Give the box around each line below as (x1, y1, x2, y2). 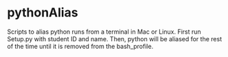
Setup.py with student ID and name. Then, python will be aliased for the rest (7, 34, 222, 43)
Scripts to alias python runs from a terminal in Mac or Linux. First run (7, 27, 201, 36)
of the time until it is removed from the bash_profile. (7, 42, 154, 50)
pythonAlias (7, 5, 78, 21)
